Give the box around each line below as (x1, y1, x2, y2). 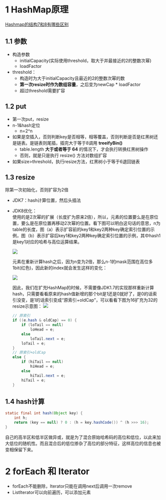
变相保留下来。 (5, 446, 36, 452)
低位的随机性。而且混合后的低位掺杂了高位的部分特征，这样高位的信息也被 (9, 440, 161, 446)
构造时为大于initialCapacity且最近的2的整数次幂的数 (19, 75, 125, 81)
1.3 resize (5, 173, 36, 181)
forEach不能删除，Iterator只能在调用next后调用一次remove (12, 483, 132, 489)
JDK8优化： (12, 208, 37, 214)
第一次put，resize (12, 116, 49, 122)
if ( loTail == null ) (21, 323, 64, 328)
